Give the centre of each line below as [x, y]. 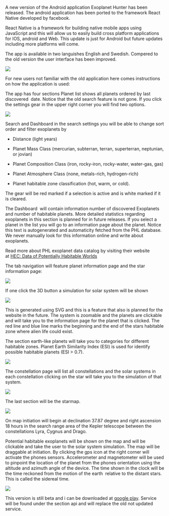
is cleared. [16, 199]
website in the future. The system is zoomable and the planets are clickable [84, 315]
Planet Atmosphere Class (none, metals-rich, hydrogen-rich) [75, 174]
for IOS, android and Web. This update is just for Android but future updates [84, 38]
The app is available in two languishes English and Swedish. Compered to [82, 54]
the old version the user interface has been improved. [61, 59]
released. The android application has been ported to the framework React [83, 13]
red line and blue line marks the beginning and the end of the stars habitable [84, 326]
